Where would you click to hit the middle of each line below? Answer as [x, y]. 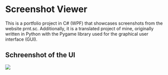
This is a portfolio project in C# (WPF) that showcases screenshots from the [84, 23]
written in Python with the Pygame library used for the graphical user [77, 34]
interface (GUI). [21, 39]
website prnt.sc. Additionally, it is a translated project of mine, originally [79, 28]
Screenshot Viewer [46, 9]
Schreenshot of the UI [40, 55]
